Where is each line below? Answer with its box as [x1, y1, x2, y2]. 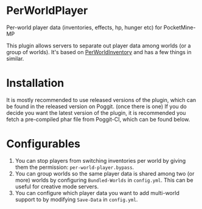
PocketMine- [163, 24, 196, 31]
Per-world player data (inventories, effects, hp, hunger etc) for [6, 24, 162, 31]
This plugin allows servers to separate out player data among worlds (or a [6, 42, 191, 49]
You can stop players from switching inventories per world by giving [15, 157, 186, 164]
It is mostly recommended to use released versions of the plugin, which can [6, 96, 197, 103]
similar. [6, 55, 24, 62]
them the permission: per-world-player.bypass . [15, 163, 134, 171]
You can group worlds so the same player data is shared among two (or [15, 170, 195, 177]
